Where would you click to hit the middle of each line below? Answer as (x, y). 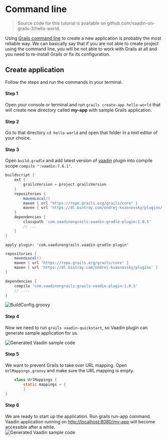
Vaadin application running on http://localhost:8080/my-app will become (80, 421)
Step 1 (12, 93)
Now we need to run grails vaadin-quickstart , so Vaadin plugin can (76, 328)
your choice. (18, 138)
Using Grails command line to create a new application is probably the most (83, 38)
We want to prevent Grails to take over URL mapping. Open (66, 365)
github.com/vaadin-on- (131, 23)
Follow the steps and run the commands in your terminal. (64, 82)
